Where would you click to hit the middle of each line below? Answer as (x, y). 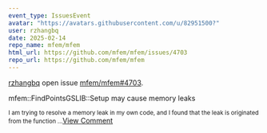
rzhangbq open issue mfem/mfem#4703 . (76, 82)
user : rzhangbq (34, 30)
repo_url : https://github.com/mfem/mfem (77, 61)
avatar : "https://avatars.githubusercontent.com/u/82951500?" (114, 23)
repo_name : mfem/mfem (44, 45)
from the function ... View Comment (61, 120)
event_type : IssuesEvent (50, 16)
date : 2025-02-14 (37, 38)
